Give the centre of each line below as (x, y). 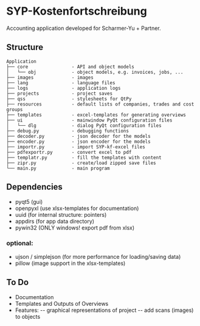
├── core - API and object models (71, 67)
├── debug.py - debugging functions (68, 131)
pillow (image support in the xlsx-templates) (70, 263)
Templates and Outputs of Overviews (62, 303)
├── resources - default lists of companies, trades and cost (100, 104)
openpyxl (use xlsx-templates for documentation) (77, 208)
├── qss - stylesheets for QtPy (69, 99)
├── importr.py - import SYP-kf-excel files (76, 147)
